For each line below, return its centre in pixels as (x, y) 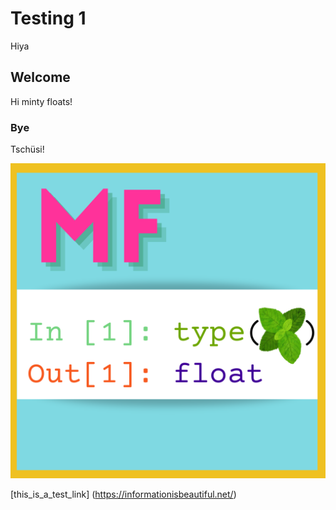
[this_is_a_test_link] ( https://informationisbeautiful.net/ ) (123, 494)
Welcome (40, 77)
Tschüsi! (27, 149)
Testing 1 (48, 18)
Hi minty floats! (41, 101)
